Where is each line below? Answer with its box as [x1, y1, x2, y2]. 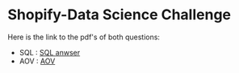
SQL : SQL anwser [19, 47, 81, 57]
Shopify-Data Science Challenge [7, 6, 232, 24]
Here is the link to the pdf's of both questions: [7, 32, 161, 42]
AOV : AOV [19, 56, 56, 66]
